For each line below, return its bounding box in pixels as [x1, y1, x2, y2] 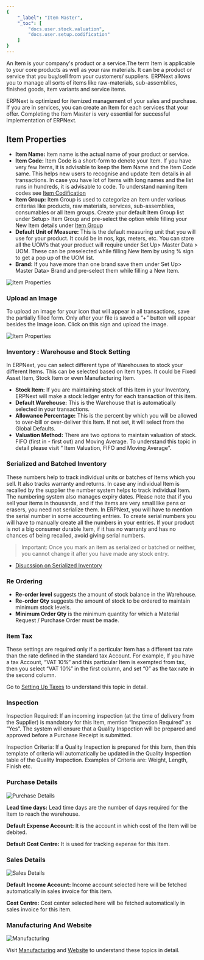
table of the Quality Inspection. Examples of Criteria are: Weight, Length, [6, 756, 188, 764]
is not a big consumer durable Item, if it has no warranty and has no [6, 525, 177, 533]
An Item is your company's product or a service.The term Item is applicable [6, 59, 195, 67]
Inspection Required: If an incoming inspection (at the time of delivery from [6, 712, 195, 720]
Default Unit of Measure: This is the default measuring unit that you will [15, 228, 196, 235]
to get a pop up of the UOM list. [15, 254, 94, 261]
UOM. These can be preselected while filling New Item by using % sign [15, 247, 194, 254]
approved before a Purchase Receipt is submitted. [6, 732, 132, 739]
